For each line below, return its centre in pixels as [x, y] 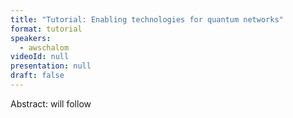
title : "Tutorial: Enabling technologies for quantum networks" [147, 19]
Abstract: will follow [51, 103]
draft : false [37, 76]
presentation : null [51, 66]
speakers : [31, 38]
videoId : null [40, 57]
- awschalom [44, 47]
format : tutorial [46, 29]
